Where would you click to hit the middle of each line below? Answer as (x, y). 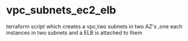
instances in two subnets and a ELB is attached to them (74, 32)
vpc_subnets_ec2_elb (61, 10)
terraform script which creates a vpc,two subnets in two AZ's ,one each (95, 26)
